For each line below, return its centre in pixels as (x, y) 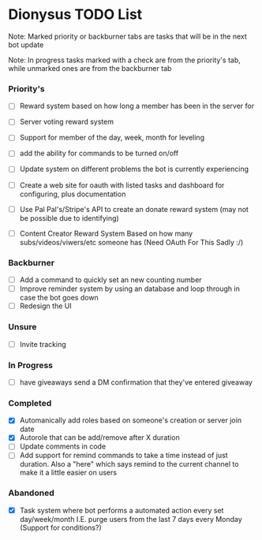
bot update (26, 44)
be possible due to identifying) (69, 218)
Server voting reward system (67, 122)
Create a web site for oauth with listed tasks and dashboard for (122, 185)
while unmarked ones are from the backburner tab (90, 68)
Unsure (22, 327)
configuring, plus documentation (73, 194)
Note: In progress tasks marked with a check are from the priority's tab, (124, 60)
